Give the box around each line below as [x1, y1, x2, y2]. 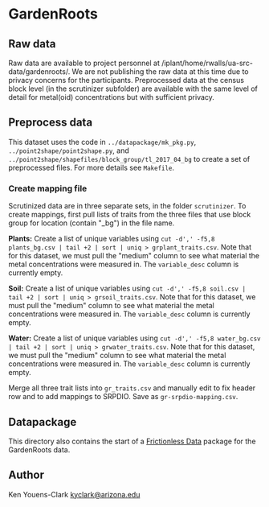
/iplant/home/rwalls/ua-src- [161, 58, 253, 68]
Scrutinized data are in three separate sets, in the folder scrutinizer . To [8, 201, 247, 211]
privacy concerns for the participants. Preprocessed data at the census [8, 76, 245, 84]
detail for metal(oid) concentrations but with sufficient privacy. [8, 93, 215, 101]
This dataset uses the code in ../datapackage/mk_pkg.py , [8, 137, 197, 146]
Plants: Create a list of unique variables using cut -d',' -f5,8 [8, 234, 215, 244]
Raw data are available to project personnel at [8, 58, 161, 68]
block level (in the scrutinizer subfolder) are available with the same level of [8, 84, 259, 93]
